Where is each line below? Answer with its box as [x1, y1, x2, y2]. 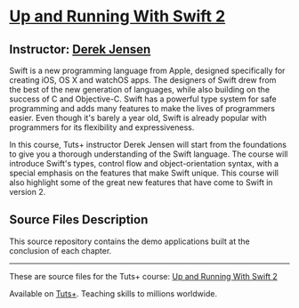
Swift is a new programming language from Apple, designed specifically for [9, 65, 286, 76]
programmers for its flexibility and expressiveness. [9, 122, 195, 133]
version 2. [9, 187, 46, 197]
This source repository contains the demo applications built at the [9, 236, 251, 247]
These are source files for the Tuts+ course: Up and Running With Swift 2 [9, 271, 278, 281]
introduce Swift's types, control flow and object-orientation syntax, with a [9, 158, 279, 168]
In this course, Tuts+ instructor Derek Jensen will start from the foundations [9, 140, 287, 150]
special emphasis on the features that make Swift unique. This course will [9, 167, 279, 178]
